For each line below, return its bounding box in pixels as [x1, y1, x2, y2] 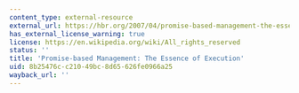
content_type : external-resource [9, 12, 133, 22]
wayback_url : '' [9, 71, 69, 80]
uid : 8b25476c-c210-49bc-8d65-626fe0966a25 [9, 63, 174, 72]
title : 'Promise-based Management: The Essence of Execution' [9, 54, 245, 63]
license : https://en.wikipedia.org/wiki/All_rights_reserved [9, 37, 241, 47]
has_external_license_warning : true [9, 29, 145, 38]
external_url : [9, 21, 62, 30]
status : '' [9, 46, 50, 55]
